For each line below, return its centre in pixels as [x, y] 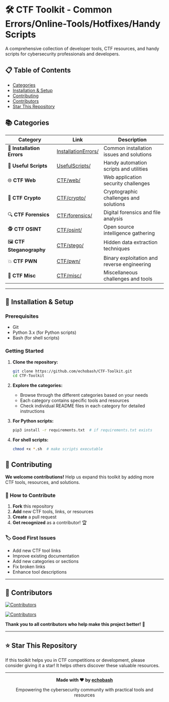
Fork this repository [33, 506]
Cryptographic [121, 191]
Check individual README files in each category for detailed [82, 406]
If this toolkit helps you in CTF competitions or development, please [75, 660]
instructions [32, 411]
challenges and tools [128, 278]
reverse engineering [127, 264]
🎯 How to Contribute [30, 495]
